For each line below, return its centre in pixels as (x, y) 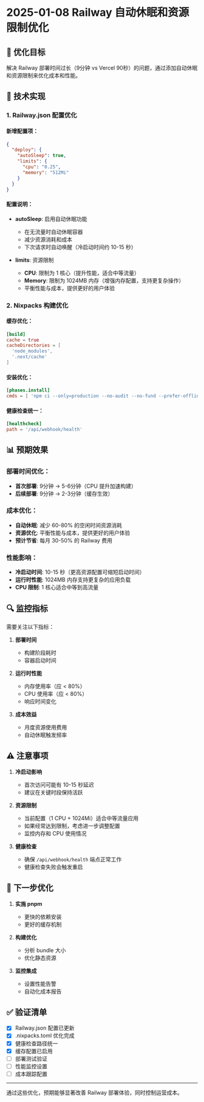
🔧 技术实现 (26, 97)
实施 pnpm (29, 904)
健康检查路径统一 (36, 1043)
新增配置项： (22, 131)
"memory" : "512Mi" (46, 172)
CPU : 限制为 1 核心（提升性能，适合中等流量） (82, 273)
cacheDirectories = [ (34, 346)
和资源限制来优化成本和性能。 (43, 75)
